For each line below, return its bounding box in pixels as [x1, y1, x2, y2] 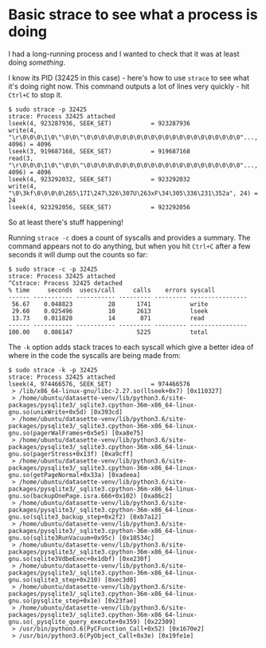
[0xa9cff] [100, 450, 134, 458]
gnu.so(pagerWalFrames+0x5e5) [8, 429, 109, 437]
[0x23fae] [104, 597, 137, 605]
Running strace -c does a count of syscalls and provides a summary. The [8, 233, 251, 242]
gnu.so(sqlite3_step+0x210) [8, 575, 102, 584]
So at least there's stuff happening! [8, 217, 123, 227]
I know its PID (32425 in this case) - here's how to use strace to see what [8, 73, 249, 82]
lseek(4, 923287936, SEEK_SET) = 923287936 [8, 119, 191, 127]
